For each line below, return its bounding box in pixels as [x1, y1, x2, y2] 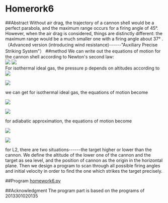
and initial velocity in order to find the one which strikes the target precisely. [5, 168, 162, 174]
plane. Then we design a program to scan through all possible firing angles [5, 162, 160, 169]
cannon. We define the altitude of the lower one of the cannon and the [5, 152, 151, 158]
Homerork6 [5, 3, 54, 15]
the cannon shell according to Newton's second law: [5, 53, 114, 59]
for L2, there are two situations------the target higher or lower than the [5, 147, 152, 153]
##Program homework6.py [5, 177, 61, 184]
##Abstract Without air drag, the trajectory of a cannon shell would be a [5, 20, 154, 26]
